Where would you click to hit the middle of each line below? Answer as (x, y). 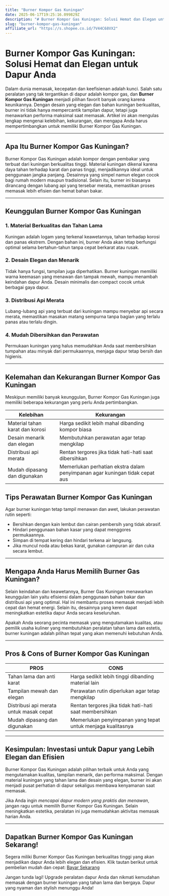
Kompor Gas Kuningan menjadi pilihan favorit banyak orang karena (75, 100)
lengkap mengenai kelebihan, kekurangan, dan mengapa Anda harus (76, 121)
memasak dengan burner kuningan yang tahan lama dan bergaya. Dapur (80, 882)
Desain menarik (26, 438)
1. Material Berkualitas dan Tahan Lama (54, 226)
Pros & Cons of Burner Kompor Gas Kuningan (77, 654)
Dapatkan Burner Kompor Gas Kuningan (69, 837)
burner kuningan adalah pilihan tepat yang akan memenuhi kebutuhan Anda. (84, 633)
